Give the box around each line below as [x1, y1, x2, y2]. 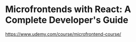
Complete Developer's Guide [5, 14, 128, 26]
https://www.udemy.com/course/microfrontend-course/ [5, 31, 121, 37]
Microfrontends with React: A [5, 4, 131, 15]
